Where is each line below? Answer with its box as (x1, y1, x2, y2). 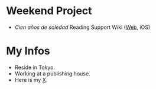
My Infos (6, 44, 50, 58)
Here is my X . (14, 76, 48, 83)
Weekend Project (6, 4, 93, 18)
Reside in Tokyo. (14, 64, 55, 71)
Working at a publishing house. (14, 70, 90, 77)
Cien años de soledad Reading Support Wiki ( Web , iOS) (14, 24, 151, 31)
